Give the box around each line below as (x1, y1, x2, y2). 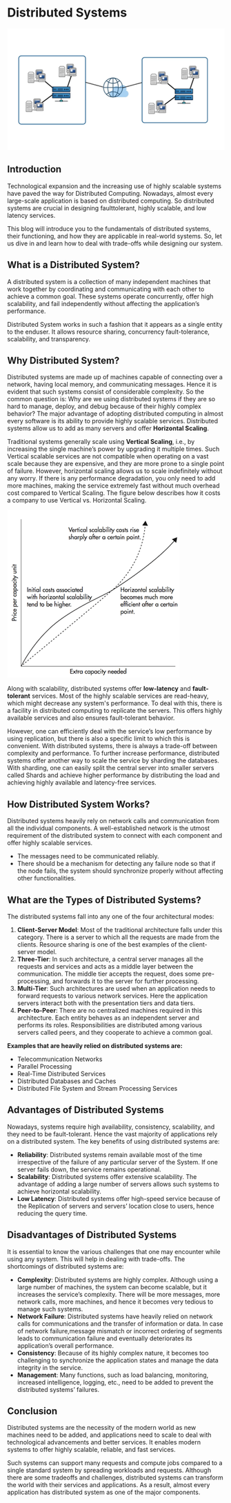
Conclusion (7, 1405, 58, 1418)
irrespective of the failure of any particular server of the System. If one (17, 1158, 219, 1166)
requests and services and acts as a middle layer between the (17, 962, 194, 970)
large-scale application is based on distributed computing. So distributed (7, 196, 214, 205)
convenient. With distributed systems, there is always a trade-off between (7, 742, 218, 750)
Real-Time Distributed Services (17, 1070, 106, 1078)
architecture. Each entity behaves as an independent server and (17, 1013, 200, 1022)
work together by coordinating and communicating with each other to (7, 285, 205, 293)
